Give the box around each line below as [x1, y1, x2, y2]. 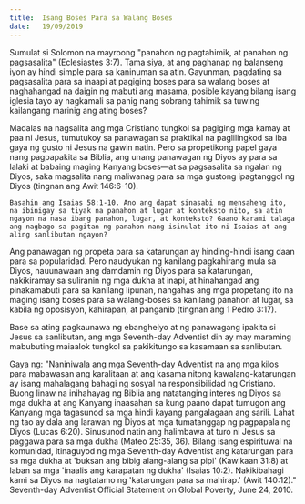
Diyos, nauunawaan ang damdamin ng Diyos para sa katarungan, [9, 265, 253, 276]
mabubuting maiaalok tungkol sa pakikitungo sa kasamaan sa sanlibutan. [9, 340, 283, 351]
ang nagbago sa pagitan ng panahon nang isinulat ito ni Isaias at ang [9, 222, 287, 231]
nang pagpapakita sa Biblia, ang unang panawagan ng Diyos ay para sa [9, 151, 278, 162]
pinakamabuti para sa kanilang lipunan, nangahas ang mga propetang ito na [9, 284, 294, 296]
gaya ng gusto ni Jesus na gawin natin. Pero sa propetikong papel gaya [9, 142, 278, 153]
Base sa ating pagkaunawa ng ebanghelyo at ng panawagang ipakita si [9, 321, 276, 332]
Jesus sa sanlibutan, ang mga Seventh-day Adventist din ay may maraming [9, 331, 292, 342]
